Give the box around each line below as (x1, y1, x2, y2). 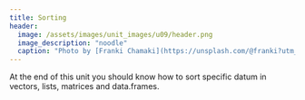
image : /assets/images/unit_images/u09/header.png (17, 30, 213, 39)
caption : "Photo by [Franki (17, 47, 124, 56)
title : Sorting (9, 13, 67, 23)
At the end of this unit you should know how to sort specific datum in (9, 71, 267, 82)
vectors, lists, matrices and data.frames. (9, 81, 160, 92)
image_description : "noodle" (17, 38, 128, 48)
